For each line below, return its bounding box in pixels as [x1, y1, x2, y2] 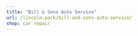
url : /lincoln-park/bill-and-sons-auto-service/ [6, 15, 133, 21]
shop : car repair [6, 20, 51, 26]
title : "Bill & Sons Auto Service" [6, 9, 97, 15]
